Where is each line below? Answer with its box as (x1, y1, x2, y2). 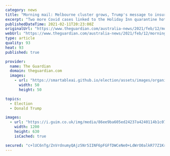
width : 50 (18, 83, 39, 88)
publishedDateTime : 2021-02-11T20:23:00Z (5, 21, 94, 27)
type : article (5, 36, 35, 41)
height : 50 (18, 87, 42, 92)
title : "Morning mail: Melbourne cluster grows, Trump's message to (5, 12, 153, 17)
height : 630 (14, 129, 39, 134)
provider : (5, 59, 26, 64)
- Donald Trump (10, 106, 42, 111)
